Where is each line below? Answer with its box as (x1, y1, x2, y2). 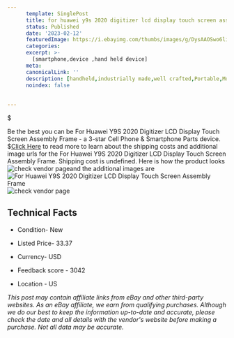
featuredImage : (25, 36, 70, 43)
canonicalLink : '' (25, 68, 79, 75)
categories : (25, 43, 61, 50)
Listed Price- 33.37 (17, 239, 73, 247)
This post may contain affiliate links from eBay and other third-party (7, 293, 204, 301)
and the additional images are (69, 165, 155, 172)
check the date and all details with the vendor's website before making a (7, 315, 217, 323)
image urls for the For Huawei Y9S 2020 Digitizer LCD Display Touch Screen (7, 149, 226, 158)
